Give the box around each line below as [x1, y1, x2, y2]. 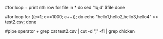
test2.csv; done [5, 19, 37, 25]
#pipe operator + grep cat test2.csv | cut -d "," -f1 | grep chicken [5, 28, 135, 34]
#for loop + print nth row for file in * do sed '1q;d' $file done [5, 5, 125, 10]
